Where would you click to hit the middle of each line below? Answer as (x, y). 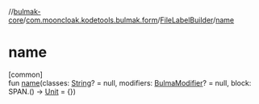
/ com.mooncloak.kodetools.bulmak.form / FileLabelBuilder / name (129, 20)
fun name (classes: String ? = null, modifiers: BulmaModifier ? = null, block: (130, 82)
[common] (25, 74)
